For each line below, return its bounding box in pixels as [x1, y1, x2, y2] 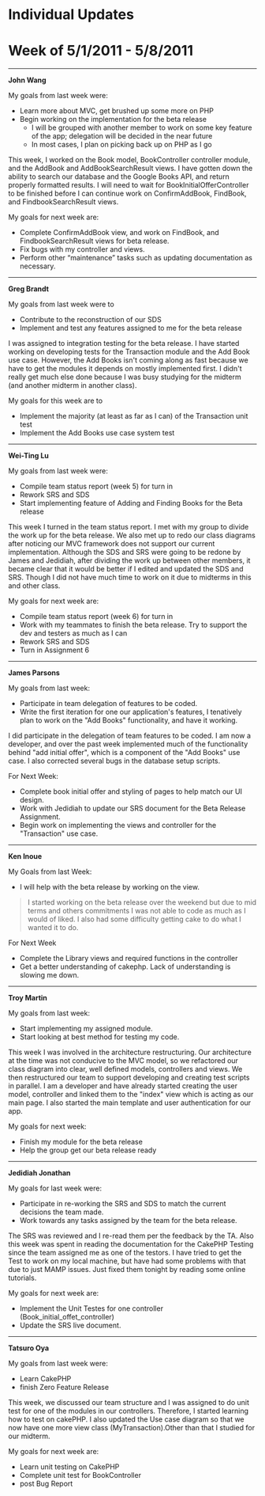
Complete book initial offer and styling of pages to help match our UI [19, 787, 243, 796]
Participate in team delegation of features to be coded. [19, 699, 198, 708]
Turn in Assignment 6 [19, 645, 89, 655]
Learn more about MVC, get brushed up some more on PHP [19, 106, 215, 116]
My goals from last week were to [8, 299, 114, 309]
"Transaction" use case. [19, 829, 99, 838]
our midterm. [8, 1431, 50, 1441]
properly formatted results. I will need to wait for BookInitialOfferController [8, 180, 249, 190]
